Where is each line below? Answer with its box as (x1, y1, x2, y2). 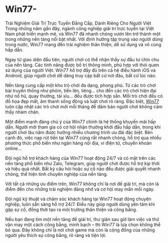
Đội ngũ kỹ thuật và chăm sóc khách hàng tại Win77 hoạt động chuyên (5, 196, 151, 202)
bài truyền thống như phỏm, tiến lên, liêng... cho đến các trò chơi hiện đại (5, 87, 156, 93)
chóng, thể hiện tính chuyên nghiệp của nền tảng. (5, 171, 108, 177)
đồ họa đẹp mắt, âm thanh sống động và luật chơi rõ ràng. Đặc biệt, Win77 (5, 98, 159, 104)
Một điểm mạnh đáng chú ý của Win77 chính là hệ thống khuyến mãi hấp (5, 118, 156, 125)
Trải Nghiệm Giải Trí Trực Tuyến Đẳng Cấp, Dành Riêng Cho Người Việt (5, 20, 151, 26)
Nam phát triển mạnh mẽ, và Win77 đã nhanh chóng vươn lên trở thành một (5, 31, 161, 37)
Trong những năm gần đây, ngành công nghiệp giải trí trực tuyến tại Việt (5, 25, 154, 31)
